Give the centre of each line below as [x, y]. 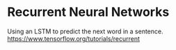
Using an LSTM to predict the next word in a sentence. [85, 31]
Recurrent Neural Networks [88, 12]
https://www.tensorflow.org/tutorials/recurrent [74, 38]
